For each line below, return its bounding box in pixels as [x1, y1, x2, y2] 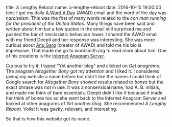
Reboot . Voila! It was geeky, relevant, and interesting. [6, 106, 118, 112]
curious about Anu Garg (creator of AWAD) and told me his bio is [6, 42, 142, 48]
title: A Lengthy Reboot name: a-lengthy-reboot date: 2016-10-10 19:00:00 [6, 5, 162, 10]
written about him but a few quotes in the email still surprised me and [6, 26, 151, 32]
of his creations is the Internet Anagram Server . [6, 53, 105, 59]
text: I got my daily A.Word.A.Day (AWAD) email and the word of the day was [6, 10, 167, 16]
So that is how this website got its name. [6, 116, 91, 121]
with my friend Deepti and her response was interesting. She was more [6, 37, 155, 43]
